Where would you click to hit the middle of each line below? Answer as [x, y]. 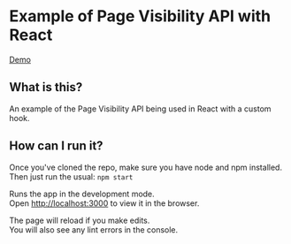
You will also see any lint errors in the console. [94, 229]
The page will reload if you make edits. [80, 220]
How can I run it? [56, 146]
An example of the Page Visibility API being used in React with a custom [140, 109]
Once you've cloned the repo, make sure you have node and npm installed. [146, 167]
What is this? [46, 87]
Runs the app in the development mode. [82, 194]
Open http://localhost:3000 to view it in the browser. [104, 203]
